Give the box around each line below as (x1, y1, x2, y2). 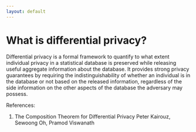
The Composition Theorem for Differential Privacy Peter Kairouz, (14, 113, 171, 120)
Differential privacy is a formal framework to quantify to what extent (6, 53, 170, 60)
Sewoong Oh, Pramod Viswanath (14, 119, 95, 126)
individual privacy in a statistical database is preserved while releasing (6, 59, 177, 66)
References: (6, 102, 35, 109)
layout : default (6, 8, 46, 15)
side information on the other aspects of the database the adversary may (6, 84, 183, 91)
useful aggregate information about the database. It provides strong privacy (6, 65, 190, 72)
